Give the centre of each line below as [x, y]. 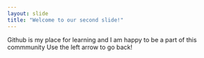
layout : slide [28, 13]
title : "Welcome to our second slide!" [66, 20]
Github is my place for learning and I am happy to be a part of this [102, 39]
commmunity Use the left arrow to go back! [70, 47]
